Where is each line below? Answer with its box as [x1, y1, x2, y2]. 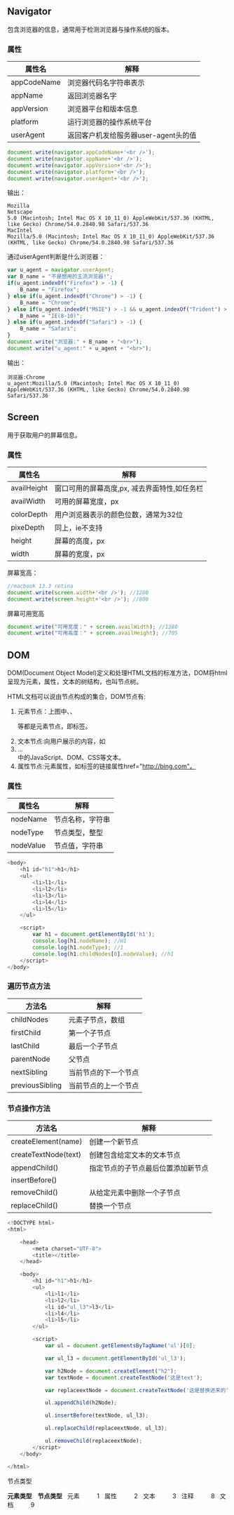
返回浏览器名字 [67, 91, 117, 101]
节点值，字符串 [53, 841, 104, 851]
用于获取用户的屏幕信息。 [7, 431, 81, 439]
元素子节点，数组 [68, 1015, 125, 1025]
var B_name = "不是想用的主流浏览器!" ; [7, 273, 113, 280]
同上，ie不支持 [55, 523, 103, 533]
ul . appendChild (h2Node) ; [44, 1399, 118, 1406]
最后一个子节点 [68, 1041, 118, 1051]
